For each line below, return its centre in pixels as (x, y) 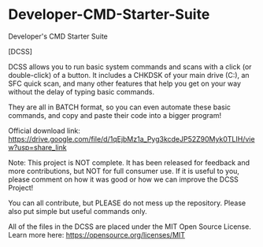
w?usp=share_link (37, 147)
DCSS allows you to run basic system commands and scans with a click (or (130, 66)
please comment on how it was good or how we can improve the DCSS (123, 179)
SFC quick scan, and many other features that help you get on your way (125, 83)
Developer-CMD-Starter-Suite (109, 15)
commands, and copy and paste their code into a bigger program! (115, 115)
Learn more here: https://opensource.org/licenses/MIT (97, 234)
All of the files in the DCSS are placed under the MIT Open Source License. (130, 227)
